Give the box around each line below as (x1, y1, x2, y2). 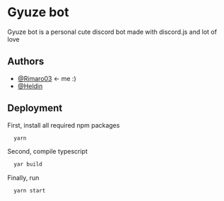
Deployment (7, 102, 63, 114)
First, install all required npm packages (7, 121, 120, 129)
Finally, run (7, 173, 40, 182)
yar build (13, 161, 42, 168)
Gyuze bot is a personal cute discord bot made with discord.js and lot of (7, 28, 218, 36)
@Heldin (17, 82, 43, 90)
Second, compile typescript (7, 147, 88, 156)
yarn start (13, 188, 46, 195)
